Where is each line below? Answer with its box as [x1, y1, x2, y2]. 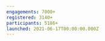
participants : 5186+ [6, 20, 59, 26]
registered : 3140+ [6, 14, 53, 20]
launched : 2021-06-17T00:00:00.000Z [6, 25, 99, 32]
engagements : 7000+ [6, 8, 56, 15]
